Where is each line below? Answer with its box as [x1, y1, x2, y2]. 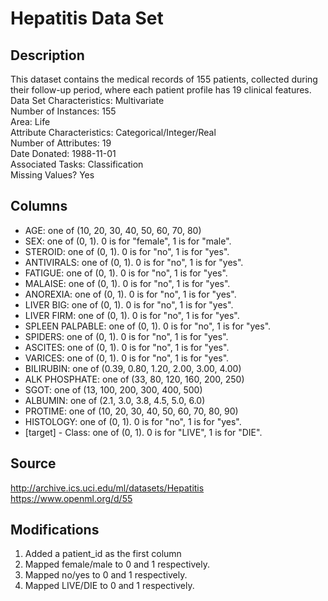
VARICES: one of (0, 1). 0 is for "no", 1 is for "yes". [24, 352, 230, 364]
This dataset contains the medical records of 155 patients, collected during [10, 73, 318, 85]
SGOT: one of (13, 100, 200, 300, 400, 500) [24, 383, 203, 396]
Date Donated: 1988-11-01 [10, 148, 117, 159]
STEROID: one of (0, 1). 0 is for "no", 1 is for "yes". [24, 245, 230, 257]
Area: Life [10, 116, 51, 127]
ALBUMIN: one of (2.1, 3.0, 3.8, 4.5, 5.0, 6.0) [24, 394, 206, 406]
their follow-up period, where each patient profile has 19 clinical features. [10, 84, 312, 96]
